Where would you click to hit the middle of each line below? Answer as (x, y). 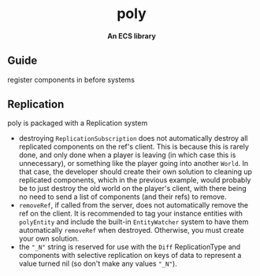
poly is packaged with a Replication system (78, 123)
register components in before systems (71, 79)
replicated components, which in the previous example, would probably (135, 180)
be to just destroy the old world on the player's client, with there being (133, 189)
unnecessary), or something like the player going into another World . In (134, 164)
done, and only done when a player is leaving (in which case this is (127, 155)
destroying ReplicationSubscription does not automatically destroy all (133, 138)
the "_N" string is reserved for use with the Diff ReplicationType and (130, 247)
